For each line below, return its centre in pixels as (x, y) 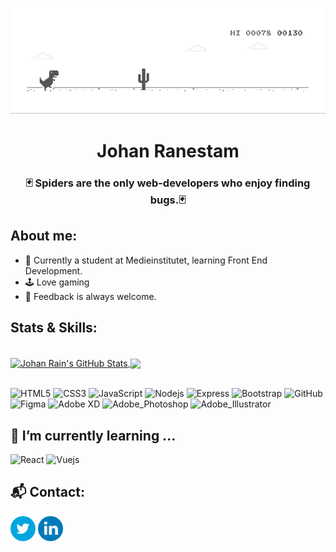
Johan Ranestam (168, 151)
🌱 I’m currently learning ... (93, 435)
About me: (44, 236)
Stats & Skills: (54, 328)
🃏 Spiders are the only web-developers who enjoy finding (168, 183)
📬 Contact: (47, 492)
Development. (53, 270)
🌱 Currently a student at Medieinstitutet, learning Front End (146, 260)
